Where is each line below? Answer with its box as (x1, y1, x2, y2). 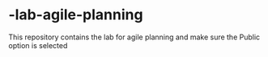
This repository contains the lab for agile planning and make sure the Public (8, 32, 261, 42)
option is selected (8, 40, 68, 50)
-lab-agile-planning (8, 6, 143, 24)
